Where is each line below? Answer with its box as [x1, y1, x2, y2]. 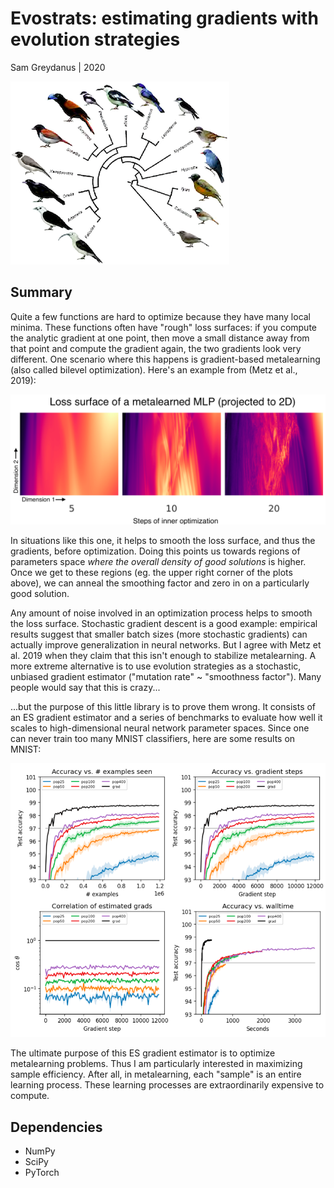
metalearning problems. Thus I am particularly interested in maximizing [10, 1058, 303, 1070]
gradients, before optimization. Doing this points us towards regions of [10, 545, 301, 557]
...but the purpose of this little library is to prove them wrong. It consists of [10, 700, 317, 712]
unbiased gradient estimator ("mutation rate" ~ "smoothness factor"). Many [10, 670, 322, 682]
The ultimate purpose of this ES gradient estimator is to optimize [10, 1047, 276, 1059]
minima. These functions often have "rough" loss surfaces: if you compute [10, 321, 317, 333]
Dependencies [10, 1118, 103, 1136]
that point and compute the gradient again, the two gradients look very [10, 342, 302, 354]
